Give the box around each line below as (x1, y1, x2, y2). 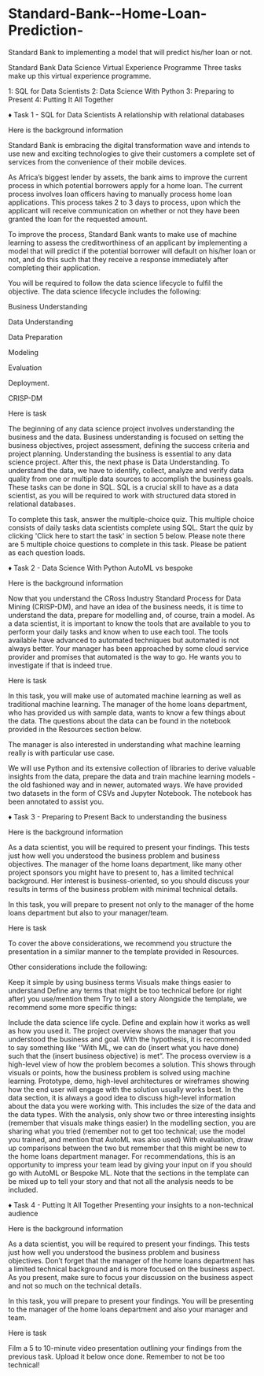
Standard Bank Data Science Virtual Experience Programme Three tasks (8, 62, 242, 72)
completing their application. (8, 263, 101, 272)
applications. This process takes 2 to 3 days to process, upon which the (8, 198, 241, 207)
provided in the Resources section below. (8, 724, 142, 734)
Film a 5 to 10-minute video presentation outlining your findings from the (8, 1343, 242, 1352)
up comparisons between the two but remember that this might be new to (8, 1143, 247, 1152)
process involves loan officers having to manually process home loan (8, 189, 233, 198)
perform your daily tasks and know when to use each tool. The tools (8, 627, 229, 636)
